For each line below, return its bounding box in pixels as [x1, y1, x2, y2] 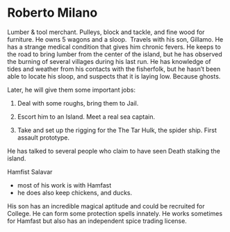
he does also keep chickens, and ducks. [17, 188, 133, 197]
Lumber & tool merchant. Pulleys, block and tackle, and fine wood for [7, 28, 205, 36]
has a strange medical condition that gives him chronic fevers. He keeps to [7, 42, 221, 51]
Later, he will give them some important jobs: [7, 85, 135, 94]
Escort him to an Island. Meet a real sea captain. [17, 113, 156, 121]
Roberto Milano [7, 5, 98, 21]
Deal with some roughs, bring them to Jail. [17, 99, 139, 107]
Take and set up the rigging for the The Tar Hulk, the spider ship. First [17, 126, 217, 134]
